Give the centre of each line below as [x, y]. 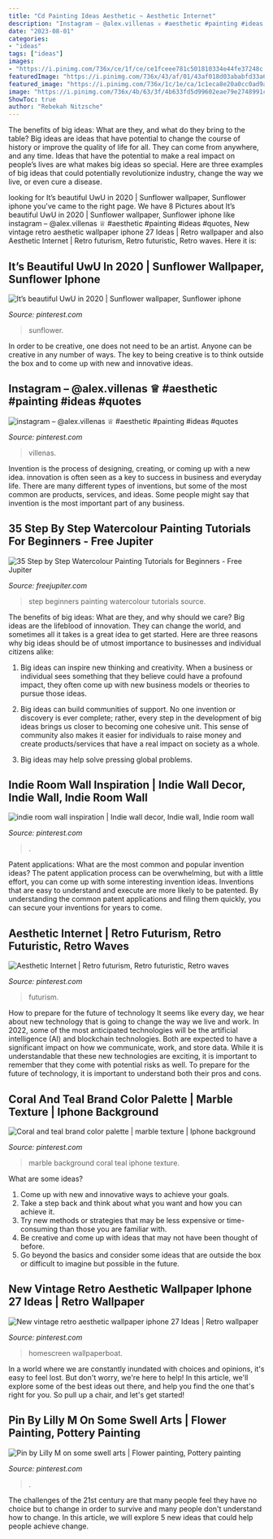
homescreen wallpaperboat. [76, 1353]
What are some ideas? [46, 1178]
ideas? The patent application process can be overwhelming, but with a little [136, 873]
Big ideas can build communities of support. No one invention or [128, 709]
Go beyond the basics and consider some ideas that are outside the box [141, 1255]
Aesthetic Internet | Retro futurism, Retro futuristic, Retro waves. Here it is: [133, 241]
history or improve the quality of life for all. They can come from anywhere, [134, 147]
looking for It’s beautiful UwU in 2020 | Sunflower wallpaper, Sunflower [127, 198]
